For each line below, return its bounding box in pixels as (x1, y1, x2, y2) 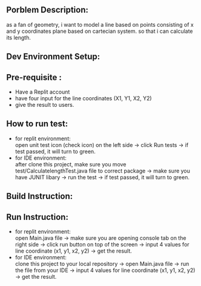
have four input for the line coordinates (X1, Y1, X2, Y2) (15, 95, 153, 102)
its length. (6, 33, 31, 41)
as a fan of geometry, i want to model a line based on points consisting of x (6, 21, 194, 28)
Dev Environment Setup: (6, 52, 100, 62)
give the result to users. (15, 101, 74, 109)
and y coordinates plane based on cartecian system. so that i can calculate (6, 27, 193, 35)
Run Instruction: (6, 212, 68, 222)
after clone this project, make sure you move (15, 160, 127, 168)
